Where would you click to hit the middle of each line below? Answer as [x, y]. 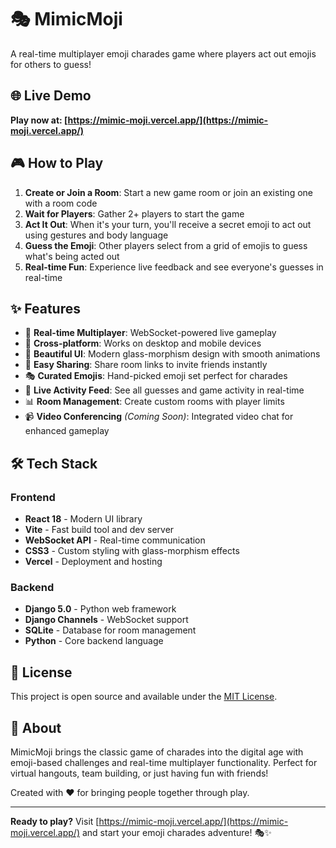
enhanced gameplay [67, 431]
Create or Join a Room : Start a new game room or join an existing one [168, 192]
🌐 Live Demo [51, 96]
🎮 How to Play [57, 163]
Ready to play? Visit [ [55, 821]
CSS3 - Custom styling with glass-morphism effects [132, 551]
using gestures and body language [96, 235]
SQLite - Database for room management [110, 630]
